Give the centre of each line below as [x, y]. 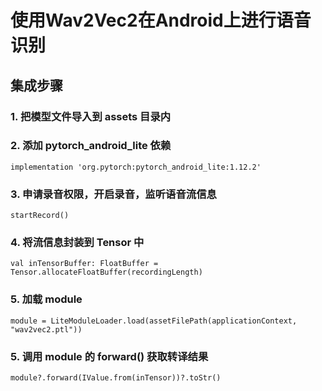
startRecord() [40, 216]
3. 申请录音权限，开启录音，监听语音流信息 [113, 194]
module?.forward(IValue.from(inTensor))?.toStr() [116, 377]
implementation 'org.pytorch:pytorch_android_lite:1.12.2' [136, 167]
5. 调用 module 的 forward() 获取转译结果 [109, 356]
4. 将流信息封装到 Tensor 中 [77, 243]
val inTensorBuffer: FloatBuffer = [84, 264]
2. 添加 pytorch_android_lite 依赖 [91, 146]
